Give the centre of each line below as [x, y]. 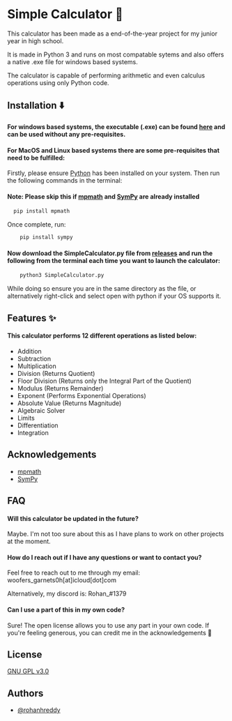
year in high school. [36, 40]
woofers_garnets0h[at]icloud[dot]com [62, 580]
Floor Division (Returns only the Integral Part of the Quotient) [104, 381]
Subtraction [34, 358]
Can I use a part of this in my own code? [66, 609]
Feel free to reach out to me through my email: [74, 573]
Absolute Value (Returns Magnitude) [69, 403]
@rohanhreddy [39, 710]
